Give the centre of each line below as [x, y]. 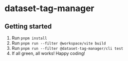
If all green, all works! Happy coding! [48, 53]
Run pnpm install [29, 38]
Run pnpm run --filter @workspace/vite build [59, 43]
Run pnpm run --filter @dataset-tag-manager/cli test [67, 48]
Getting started [28, 26]
